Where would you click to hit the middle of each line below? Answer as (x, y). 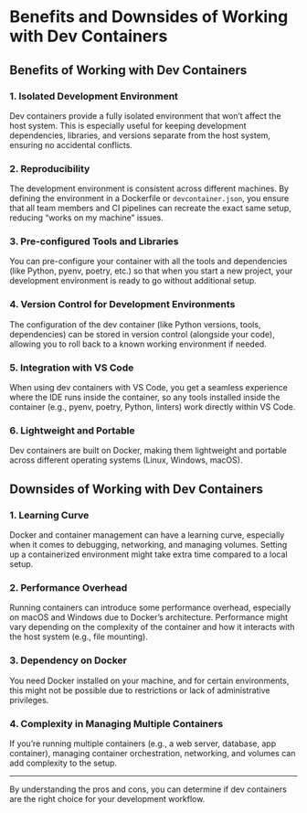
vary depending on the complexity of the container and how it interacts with (152, 627)
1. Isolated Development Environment (94, 96)
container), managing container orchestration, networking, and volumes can (153, 753)
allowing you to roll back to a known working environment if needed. (138, 344)
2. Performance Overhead (69, 587)
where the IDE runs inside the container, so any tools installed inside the (145, 397)
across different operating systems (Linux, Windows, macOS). (126, 460)
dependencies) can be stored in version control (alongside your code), (143, 334)
